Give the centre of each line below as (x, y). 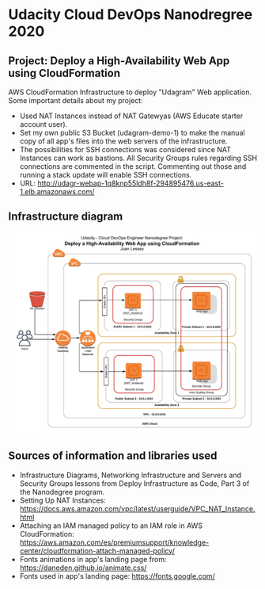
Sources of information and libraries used (113, 456)
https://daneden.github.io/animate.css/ (83, 568)
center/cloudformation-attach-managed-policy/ (97, 551)
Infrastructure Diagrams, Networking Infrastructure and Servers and (130, 475)
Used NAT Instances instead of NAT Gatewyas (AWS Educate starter (131, 116)
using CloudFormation (64, 73)
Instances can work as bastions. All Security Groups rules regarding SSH (138, 158)
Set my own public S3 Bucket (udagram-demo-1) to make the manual (132, 133)
